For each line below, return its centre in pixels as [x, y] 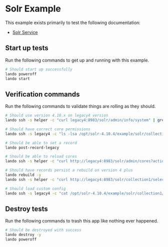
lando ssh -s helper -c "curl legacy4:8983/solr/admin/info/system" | [80, 120]
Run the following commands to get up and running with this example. [77, 60]
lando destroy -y [23, 235]
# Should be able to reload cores [41, 157]
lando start [17, 79]
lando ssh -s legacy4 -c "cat [37, 193]
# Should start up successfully [39, 69]
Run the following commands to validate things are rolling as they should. [80, 106]
